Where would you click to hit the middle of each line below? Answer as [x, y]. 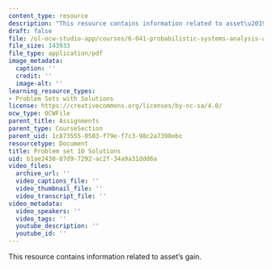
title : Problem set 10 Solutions [65, 151]
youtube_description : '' [57, 226]
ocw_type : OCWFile [39, 114]
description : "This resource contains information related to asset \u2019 [137, 23]
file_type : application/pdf [56, 53]
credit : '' [34, 76]
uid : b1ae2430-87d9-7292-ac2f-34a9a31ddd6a [83, 158]
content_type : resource [49, 16]
